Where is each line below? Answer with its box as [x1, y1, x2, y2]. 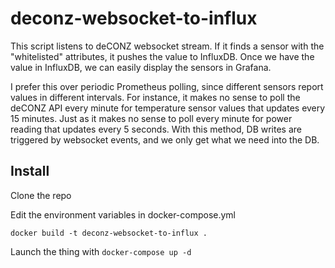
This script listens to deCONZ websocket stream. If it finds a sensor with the [10, 40, 325, 52]
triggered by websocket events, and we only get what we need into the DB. [10, 133, 320, 146]
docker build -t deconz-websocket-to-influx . [10, 228, 208, 238]
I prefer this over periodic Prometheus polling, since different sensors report [10, 80, 324, 92]
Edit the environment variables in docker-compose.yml [10, 208, 237, 221]
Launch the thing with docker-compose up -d [10, 245, 192, 257]
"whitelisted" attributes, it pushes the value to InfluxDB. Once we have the [10, 50, 315, 62]
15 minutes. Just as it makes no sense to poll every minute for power [10, 112, 293, 124]
